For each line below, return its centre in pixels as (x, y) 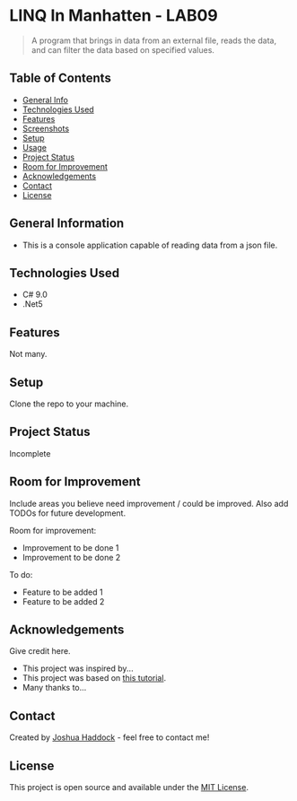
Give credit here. (40, 651)
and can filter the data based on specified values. (123, 49)
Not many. (28, 354)
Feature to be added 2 (63, 601)
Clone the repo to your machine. (69, 404)
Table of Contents (61, 78)
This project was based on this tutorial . (94, 678)
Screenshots (46, 128)
